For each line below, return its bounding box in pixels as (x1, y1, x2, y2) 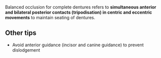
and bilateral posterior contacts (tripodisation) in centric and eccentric (5, 9, 152, 15)
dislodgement (12, 47, 40, 53)
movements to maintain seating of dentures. (5, 15, 96, 20)
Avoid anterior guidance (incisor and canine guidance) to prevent (12, 42, 144, 48)
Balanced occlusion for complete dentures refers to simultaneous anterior (5, 4, 157, 10)
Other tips (5, 29, 37, 37)
